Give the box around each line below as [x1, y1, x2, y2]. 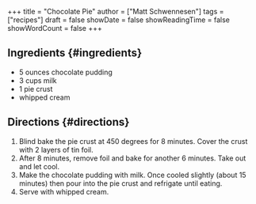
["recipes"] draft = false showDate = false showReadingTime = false [7, 15, 231, 25]
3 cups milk [18, 75, 57, 85]
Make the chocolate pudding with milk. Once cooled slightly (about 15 [18, 170, 246, 179]
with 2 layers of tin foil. [18, 145, 94, 154]
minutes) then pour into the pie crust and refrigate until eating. [18, 178, 223, 188]
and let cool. [18, 161, 60, 171]
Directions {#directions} [7, 115, 130, 129]
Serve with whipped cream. [18, 187, 109, 196]
